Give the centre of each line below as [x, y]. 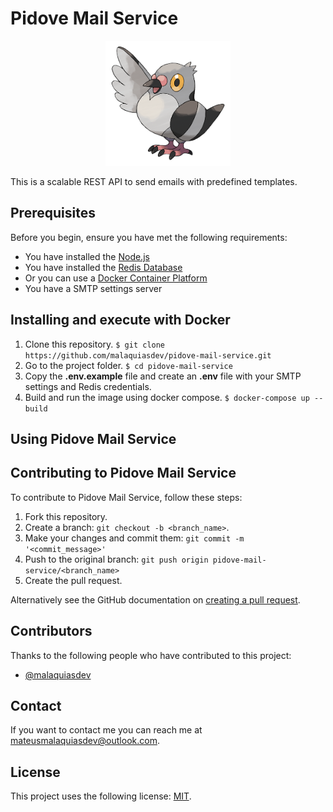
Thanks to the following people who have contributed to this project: [151, 655]
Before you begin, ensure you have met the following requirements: [149, 237]
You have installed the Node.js [87, 256]
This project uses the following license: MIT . [101, 796]
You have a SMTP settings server [93, 288]
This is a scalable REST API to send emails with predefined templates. [154, 181]
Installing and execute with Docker [120, 320]
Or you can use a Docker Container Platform [116, 278]
